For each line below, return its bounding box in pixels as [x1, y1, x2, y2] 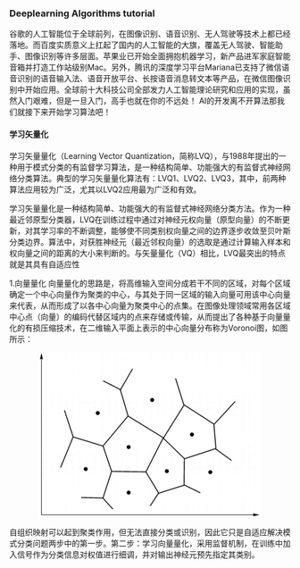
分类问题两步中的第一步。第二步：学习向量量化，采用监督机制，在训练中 [16, 538, 283, 548]
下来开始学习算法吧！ [32, 106, 112, 118]
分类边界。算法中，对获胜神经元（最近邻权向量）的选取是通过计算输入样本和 [9, 236, 291, 247]
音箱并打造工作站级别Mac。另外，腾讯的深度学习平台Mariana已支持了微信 [9, 62, 282, 73]
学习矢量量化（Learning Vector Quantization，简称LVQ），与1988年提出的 [9, 150, 279, 161]
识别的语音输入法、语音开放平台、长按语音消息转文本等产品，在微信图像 [16, 73, 283, 84]
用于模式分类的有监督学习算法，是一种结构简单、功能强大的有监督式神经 [16, 162, 283, 172]
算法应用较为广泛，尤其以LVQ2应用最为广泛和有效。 [9, 184, 202, 195]
